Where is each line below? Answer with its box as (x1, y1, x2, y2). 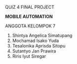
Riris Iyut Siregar (12, 53, 46, 59)
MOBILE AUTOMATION (5, 14, 53, 19)
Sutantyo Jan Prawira (12, 48, 56, 54)
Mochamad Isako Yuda (12, 38, 59, 43)
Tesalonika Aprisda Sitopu (12, 43, 66, 48)
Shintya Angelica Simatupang (12, 33, 73, 38)
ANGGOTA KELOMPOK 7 (5, 23, 56, 29)
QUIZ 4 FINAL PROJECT (5, 4, 55, 10)
